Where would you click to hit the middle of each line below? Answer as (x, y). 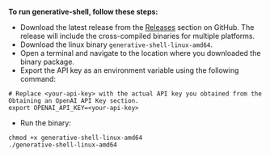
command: (38, 79)
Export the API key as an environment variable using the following (129, 70)
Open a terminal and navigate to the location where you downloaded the (140, 53)
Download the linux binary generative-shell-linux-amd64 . (116, 45)
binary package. (47, 62)
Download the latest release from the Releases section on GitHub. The (137, 27)
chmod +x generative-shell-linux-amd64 (76, 138)
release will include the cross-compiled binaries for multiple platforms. (137, 36)
